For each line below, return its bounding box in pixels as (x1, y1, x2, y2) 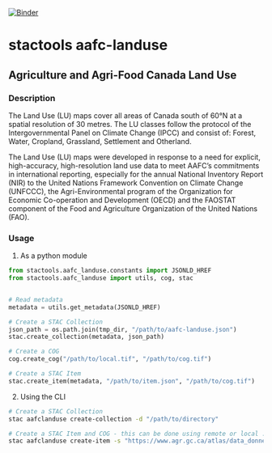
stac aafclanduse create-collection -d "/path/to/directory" (8, 415, 219, 423)
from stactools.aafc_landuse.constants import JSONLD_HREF (8, 267, 212, 275)
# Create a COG (8, 348, 60, 356)
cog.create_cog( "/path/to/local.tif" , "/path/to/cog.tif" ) (8, 355, 212, 363)
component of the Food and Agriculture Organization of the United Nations (8, 203, 258, 214)
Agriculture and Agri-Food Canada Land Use (8, 68, 237, 82)
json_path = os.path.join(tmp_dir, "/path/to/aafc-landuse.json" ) (8, 325, 237, 333)
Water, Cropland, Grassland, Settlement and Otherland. (8, 136, 192, 146)
